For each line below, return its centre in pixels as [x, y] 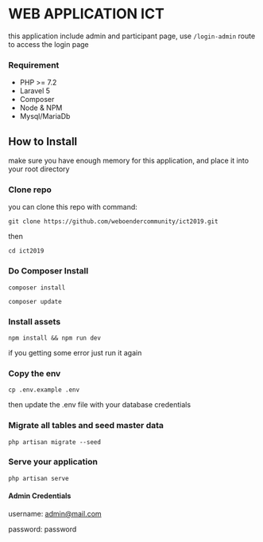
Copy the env [35, 373]
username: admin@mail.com [55, 514]
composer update [35, 301]
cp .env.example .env [44, 390]
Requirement [34, 65]
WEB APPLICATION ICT [86, 14]
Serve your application [53, 461]
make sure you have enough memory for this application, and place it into [128, 161]
